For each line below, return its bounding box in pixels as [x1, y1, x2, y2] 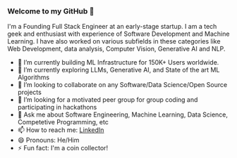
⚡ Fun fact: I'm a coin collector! [17, 144, 108, 152]
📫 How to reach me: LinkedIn [17, 126, 104, 134]
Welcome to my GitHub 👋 [7, 6, 95, 16]
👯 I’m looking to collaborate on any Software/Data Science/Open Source [17, 81, 228, 89]
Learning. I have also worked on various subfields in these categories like [7, 37, 221, 46]
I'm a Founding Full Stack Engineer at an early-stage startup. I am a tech [7, 22, 217, 31]
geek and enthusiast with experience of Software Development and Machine [7, 29, 230, 38]
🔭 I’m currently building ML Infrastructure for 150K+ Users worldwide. [17, 58, 219, 67]
